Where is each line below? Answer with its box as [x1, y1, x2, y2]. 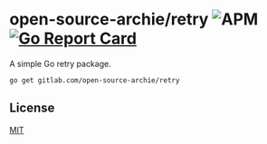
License [9, 101, 55, 116]
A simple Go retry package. [9, 58, 111, 69]
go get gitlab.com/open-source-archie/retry [9, 75, 180, 85]
